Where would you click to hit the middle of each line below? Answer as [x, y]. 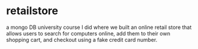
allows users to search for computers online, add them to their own [88, 33]
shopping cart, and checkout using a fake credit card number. [82, 40]
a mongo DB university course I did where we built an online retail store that [99, 27]
